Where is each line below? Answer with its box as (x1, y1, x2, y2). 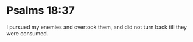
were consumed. (6, 29, 49, 37)
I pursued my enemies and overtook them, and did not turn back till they (6, 23, 188, 31)
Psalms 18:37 (6, 4, 75, 17)
